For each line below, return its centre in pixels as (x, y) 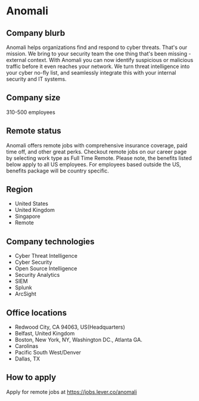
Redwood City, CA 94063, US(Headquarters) (70, 327)
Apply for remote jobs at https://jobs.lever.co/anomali (71, 391)
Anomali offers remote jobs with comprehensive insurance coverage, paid (97, 145)
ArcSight (26, 294)
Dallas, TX (27, 359)
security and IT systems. (36, 79)
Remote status (34, 131)
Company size (33, 98)
